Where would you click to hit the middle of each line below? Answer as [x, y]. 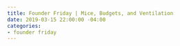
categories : [24, 26]
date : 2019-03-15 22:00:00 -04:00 [57, 20]
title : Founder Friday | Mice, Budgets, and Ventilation [90, 13]
